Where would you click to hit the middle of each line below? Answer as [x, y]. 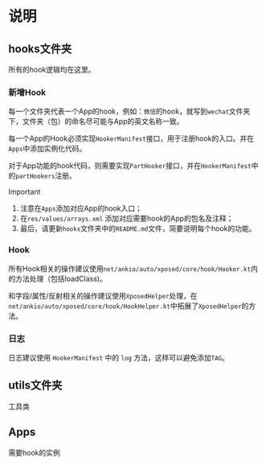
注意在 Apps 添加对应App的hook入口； [81, 208]
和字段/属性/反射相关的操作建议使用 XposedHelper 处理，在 [103, 295]
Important [25, 192]
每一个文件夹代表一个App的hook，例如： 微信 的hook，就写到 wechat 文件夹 [129, 111]
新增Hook [27, 92]
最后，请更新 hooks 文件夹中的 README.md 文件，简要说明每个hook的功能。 [138, 228]
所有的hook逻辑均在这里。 [52, 70]
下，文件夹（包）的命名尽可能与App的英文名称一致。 [96, 121]
